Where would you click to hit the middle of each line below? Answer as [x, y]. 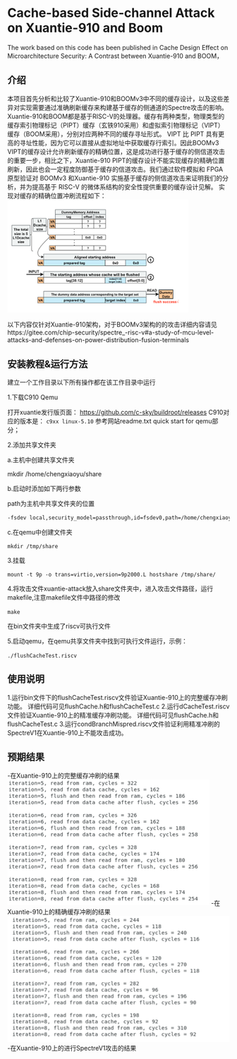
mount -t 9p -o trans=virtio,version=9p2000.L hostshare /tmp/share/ [112, 575]
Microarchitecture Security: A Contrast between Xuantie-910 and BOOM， [115, 56]
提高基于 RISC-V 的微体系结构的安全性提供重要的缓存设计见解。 [124, 187]
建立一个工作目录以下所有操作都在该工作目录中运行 [81, 382]
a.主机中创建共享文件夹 [41, 460]
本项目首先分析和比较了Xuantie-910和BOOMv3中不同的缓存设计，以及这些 [115, 98]
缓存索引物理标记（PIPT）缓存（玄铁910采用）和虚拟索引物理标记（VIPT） [116, 125]
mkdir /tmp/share [33, 547]
